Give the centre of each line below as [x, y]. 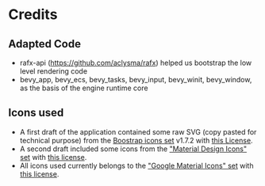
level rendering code [54, 71]
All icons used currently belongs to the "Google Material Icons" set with [136, 165]
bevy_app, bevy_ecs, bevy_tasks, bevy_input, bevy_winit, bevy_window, [136, 80]
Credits [33, 15]
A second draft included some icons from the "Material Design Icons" [133, 149]
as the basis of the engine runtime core [84, 88]
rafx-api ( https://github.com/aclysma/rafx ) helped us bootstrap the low [136, 63]
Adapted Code [45, 44]
